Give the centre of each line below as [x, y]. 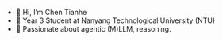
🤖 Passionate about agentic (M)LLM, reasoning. [94, 29]
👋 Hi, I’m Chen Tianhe [51, 12]
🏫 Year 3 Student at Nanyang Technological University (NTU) [115, 20]
